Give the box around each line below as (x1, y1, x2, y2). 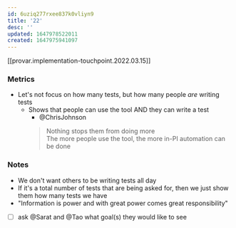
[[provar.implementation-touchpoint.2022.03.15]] (7, 56, 151, 65)
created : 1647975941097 (7, 37, 78, 44)
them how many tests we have (17, 191, 108, 199)
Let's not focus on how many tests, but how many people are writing (17, 90, 220, 99)
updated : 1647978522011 (7, 30, 78, 38)
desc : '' (7, 24, 34, 31)
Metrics (7, 74, 35, 84)
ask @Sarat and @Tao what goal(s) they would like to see (17, 212, 188, 221)
